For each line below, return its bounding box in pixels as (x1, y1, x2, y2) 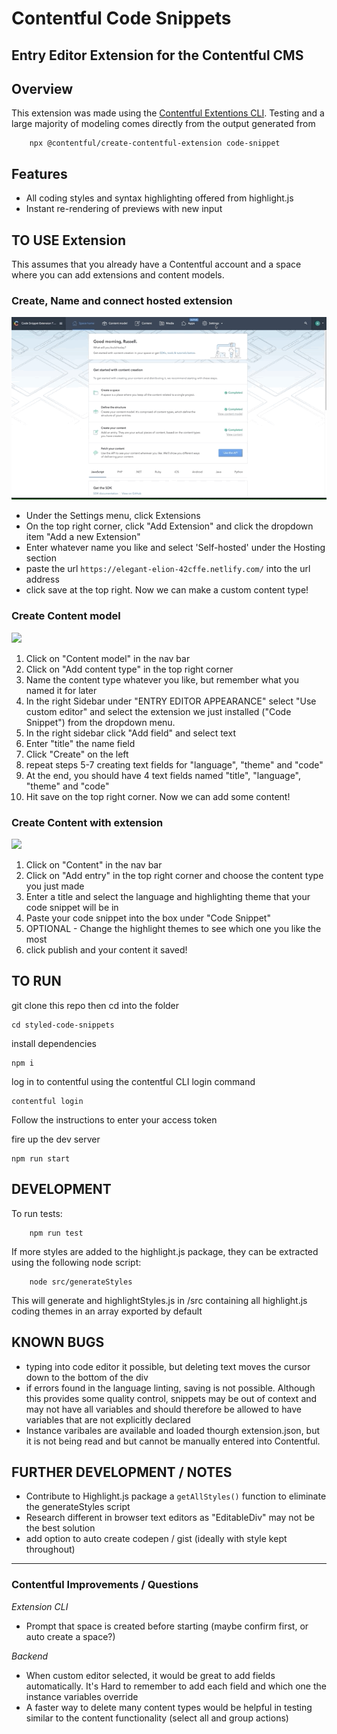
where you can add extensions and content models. (11, 269, 225, 281)
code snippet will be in (25, 902, 119, 914)
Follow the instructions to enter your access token (11, 1113, 218, 1126)
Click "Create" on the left (25, 748, 129, 760)
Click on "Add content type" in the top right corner (25, 663, 234, 675)
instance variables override (25, 1690, 139, 1702)
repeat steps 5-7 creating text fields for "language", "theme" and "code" (25, 758, 324, 771)
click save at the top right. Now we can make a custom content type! (25, 584, 309, 596)
